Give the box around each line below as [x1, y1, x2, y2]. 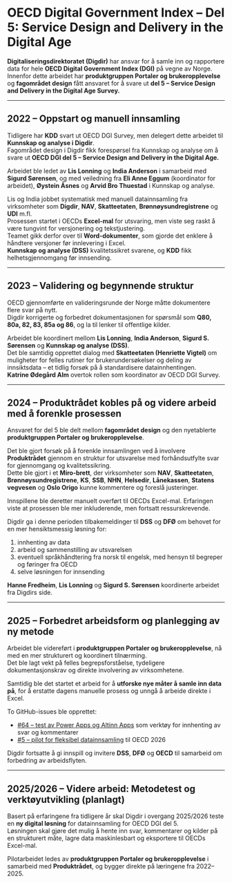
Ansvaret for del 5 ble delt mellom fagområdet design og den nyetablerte [7, 426, 216, 435]
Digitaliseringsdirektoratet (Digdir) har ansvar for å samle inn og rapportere [7, 57, 225, 65]
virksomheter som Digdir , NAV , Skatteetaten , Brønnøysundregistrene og [7, 202, 219, 210]
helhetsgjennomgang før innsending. [7, 254, 112, 262]
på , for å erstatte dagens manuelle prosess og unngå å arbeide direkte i [7, 687, 211, 695]
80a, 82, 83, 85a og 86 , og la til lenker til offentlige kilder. [7, 320, 171, 329]
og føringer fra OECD [17, 560, 78, 569]
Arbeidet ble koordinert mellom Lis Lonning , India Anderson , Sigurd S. [7, 334, 209, 342]
